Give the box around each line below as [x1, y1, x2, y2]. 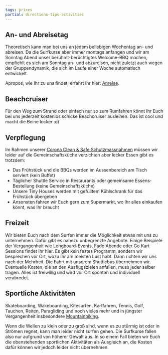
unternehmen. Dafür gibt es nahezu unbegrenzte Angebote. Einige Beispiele [5, 237, 163, 243]
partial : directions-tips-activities [5, 12, 84, 17]
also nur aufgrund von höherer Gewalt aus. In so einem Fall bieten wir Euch [5, 333, 160, 339]
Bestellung [12, 183, 35, 189]
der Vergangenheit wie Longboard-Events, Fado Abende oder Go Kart [5, 243, 150, 249]
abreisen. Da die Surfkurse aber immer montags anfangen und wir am [5, 49, 149, 55]
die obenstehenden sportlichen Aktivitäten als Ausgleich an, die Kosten [5, 339, 152, 345]
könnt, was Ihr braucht [12, 204, 59, 210]
